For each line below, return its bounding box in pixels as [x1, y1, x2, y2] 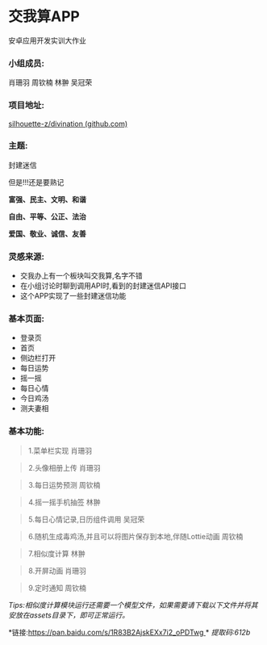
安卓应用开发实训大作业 [8, 36, 86, 45]
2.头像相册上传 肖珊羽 [27, 463, 101, 472]
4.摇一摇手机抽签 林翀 [27, 497, 101, 507]
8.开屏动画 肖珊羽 [27, 566, 87, 576]
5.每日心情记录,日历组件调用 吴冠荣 [27, 514, 145, 524]
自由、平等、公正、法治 [8, 212, 86, 221]
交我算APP [8, 7, 81, 26]
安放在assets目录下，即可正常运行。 [8, 610, 130, 620]
